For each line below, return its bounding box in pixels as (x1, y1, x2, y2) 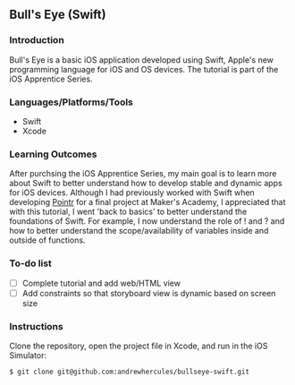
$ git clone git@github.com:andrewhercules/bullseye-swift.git (9, 367, 250, 376)
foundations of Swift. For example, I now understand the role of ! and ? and (9, 216, 285, 227)
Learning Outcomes (9, 148, 97, 160)
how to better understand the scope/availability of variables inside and (9, 226, 269, 236)
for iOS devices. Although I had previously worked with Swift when (9, 187, 255, 198)
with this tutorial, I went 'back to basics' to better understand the (9, 206, 248, 218)
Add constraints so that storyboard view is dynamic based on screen (21, 287, 276, 298)
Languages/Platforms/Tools (9, 96, 134, 108)
